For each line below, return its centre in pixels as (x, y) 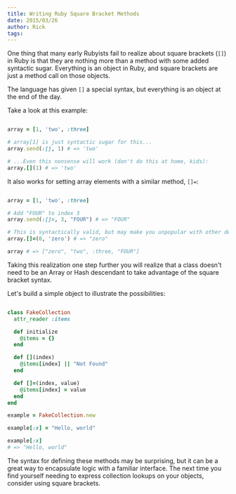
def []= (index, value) (47, 383)
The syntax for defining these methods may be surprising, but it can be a (113, 460)
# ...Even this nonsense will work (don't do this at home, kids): (108, 161)
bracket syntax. (30, 280)
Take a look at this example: (47, 110)
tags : (15, 33)
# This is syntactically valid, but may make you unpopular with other (114, 233)
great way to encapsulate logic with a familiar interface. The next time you (114, 468)
